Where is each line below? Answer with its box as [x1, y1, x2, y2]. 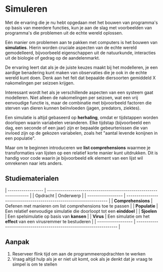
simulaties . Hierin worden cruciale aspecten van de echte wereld [5, 44, 137, 50]
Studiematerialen [5, 174, 59, 183]
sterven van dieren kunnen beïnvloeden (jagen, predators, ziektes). [5, 105, 141, 111]
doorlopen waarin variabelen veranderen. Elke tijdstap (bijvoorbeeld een [5, 120, 151, 126]
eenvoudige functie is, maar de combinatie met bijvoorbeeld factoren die [5, 100, 152, 105]
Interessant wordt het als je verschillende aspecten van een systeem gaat [5, 89, 153, 95]
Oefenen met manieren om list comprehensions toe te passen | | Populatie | [5, 203, 158, 209]
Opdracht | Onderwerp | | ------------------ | [35, 192, 126, 198]
